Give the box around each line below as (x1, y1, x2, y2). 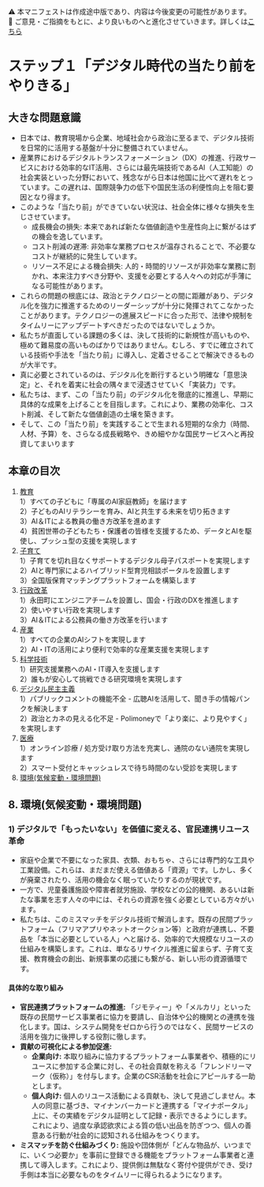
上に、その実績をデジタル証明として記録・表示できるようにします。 (31, 1110, 251, 1120)
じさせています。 (19, 212, 75, 221)
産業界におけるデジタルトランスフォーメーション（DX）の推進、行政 (19, 153, 243, 162)
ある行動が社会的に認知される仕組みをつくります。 (38, 1130, 204, 1140)
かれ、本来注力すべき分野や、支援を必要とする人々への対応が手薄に (31, 271, 252, 280)
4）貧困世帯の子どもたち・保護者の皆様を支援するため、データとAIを (19, 526, 246, 535)
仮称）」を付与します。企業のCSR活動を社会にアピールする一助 (52, 1071, 256, 1080)
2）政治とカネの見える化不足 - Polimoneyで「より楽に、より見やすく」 (19, 713, 251, 723)
